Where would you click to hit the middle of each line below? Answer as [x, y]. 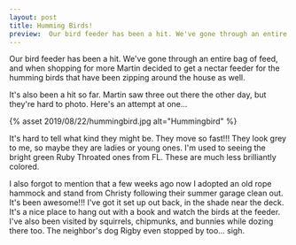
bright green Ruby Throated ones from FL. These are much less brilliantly [143, 157]
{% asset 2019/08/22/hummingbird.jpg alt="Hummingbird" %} [123, 121]
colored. [24, 167]
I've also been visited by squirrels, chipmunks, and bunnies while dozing [141, 221]
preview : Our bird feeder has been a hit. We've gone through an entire [148, 34]
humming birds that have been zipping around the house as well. [127, 78]
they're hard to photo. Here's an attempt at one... [98, 104]
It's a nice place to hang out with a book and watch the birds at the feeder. [145, 212]
